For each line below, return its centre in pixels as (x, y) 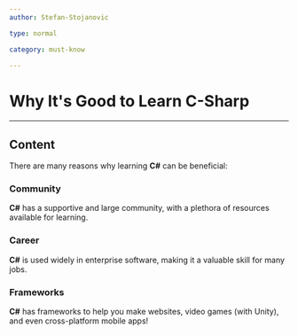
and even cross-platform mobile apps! (79, 321)
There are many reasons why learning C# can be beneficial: (118, 166)
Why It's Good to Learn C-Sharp (129, 101)
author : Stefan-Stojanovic (59, 17)
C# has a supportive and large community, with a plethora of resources (139, 208)
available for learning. (49, 217)
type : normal (33, 33)
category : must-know (47, 50)
